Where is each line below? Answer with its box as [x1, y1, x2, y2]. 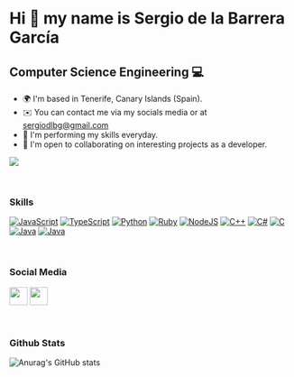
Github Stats [9, 336, 66, 349]
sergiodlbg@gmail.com [22, 120, 109, 130]
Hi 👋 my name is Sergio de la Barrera [9, 8, 286, 29]
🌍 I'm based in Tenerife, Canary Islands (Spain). [22, 94, 203, 104]
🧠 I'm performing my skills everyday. [22, 130, 159, 140]
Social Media [9, 266, 68, 279]
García [9, 27, 60, 48]
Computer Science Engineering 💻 [9, 64, 205, 79]
